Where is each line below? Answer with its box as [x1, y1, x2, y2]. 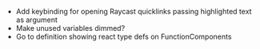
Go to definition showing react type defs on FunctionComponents [15, 32, 232, 41]
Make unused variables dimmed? [15, 24, 126, 32]
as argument [15, 15, 58, 24]
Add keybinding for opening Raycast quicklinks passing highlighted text [15, 7, 252, 16]
